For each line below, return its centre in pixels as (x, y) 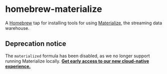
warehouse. (17, 28)
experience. (18, 66)
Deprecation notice (36, 44)
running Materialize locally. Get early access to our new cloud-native (77, 61)
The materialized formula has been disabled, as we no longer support (77, 56)
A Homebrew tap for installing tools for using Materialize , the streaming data (84, 23)
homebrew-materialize (54, 9)
